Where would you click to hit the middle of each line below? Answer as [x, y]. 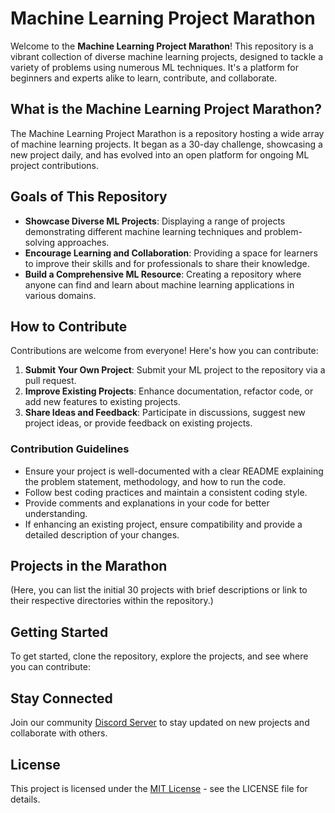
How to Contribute [69, 326]
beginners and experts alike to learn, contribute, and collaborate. [144, 78]
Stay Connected [61, 698]
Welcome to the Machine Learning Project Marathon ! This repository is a [162, 46]
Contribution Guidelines [70, 449]
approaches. [83, 242]
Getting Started [59, 632]
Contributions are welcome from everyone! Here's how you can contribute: [164, 351]
